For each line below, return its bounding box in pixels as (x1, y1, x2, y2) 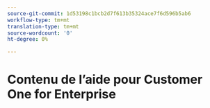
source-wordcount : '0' (7, 29, 73, 37)
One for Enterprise (7, 87, 116, 102)
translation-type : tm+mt (7, 23, 79, 30)
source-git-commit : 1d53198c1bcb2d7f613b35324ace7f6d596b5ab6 (7, 10, 191, 17)
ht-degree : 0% (7, 36, 49, 43)
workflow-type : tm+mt (7, 17, 70, 24)
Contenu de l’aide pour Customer (7, 72, 203, 87)
